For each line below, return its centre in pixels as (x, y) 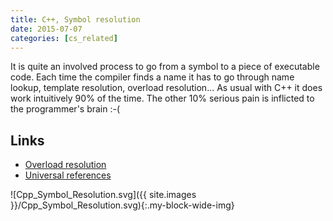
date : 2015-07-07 (46, 29)
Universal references (68, 175)
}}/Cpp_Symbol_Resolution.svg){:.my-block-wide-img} (122, 205)
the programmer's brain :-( (65, 109)
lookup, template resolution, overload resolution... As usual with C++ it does (166, 88)
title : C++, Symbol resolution (75, 19)
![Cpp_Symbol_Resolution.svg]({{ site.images (103, 195)
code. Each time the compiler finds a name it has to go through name (152, 77)
